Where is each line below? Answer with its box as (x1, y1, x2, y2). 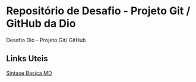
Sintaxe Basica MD (6, 70, 52, 77)
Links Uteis (6, 53, 49, 64)
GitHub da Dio (6, 17, 76, 30)
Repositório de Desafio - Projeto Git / (6, 4, 191, 18)
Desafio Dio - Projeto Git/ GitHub (6, 36, 86, 43)
